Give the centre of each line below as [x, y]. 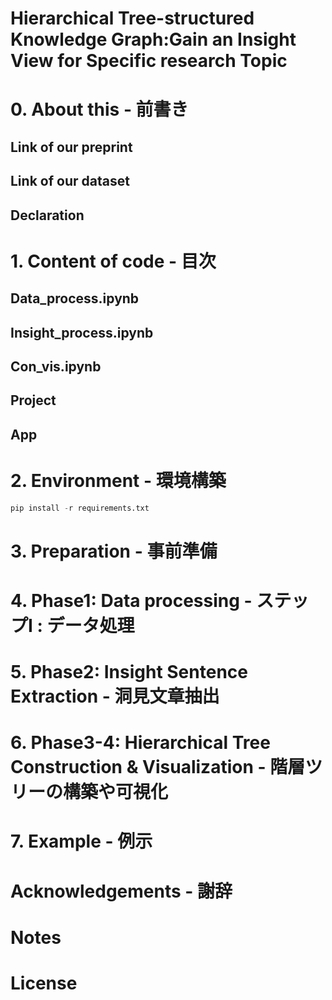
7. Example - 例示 [81, 841]
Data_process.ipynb [75, 298]
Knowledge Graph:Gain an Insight [153, 39]
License [44, 983]
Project [33, 400]
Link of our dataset [70, 181]
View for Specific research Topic [149, 61]
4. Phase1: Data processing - [131, 600]
